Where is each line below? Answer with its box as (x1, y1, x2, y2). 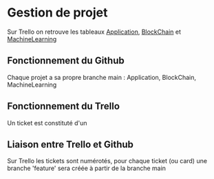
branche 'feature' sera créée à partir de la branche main (7, 164, 167, 173)
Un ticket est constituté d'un (7, 118, 87, 127)
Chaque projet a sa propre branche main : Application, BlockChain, (7, 73, 197, 81)
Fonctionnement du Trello (7, 101, 120, 112)
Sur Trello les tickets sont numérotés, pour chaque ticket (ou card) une (7, 157, 208, 165)
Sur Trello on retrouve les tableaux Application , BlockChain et (7, 28, 181, 36)
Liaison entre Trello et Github (7, 138, 134, 150)
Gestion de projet (7, 5, 108, 21)
